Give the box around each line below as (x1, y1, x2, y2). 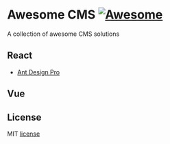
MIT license (7, 130, 40, 138)
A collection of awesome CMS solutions (7, 30, 120, 38)
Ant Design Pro (16, 68, 60, 76)
